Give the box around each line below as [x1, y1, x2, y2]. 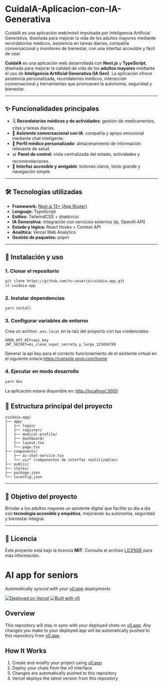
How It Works [5, 647, 47, 655]
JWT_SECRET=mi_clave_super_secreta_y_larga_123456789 [5, 342, 116, 347]
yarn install [5, 306, 32, 311]
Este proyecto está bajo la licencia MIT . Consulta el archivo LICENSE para [5, 548, 153, 553]
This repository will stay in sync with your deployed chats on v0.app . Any [5, 622, 151, 628]
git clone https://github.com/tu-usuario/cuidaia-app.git [5, 279, 125, 284]
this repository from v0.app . [5, 632, 61, 638]
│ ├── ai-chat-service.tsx [5, 453, 64, 458]
